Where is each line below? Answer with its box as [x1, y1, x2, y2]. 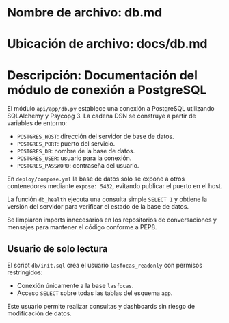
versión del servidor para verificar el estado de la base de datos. [7, 203, 189, 211]
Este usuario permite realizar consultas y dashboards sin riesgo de [7, 302, 196, 311]
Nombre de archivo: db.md [7, 5, 163, 21]
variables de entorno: [7, 119, 67, 127]
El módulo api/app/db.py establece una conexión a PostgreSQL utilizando [7, 105, 215, 113]
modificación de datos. [7, 309, 72, 318]
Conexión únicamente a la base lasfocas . [16, 282, 134, 290]
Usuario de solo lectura [7, 243, 108, 255]
